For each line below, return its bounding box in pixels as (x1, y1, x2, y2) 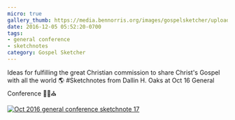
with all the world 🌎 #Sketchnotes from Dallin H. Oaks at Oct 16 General (7, 76, 215, 84)
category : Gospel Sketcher (7, 50, 86, 57)
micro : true (7, 10, 42, 17)
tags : (7, 29, 23, 37)
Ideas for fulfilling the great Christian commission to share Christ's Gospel (7, 68, 220, 77)
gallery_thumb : (7, 17, 52, 24)
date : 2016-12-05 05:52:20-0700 (7, 23, 101, 30)
